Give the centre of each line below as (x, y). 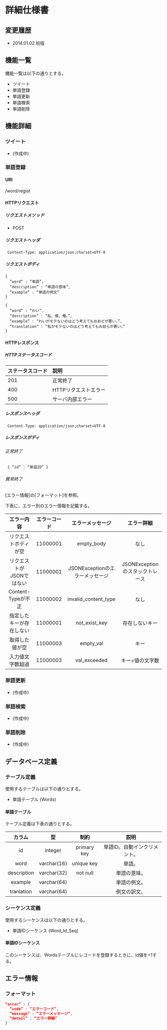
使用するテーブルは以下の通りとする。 (44, 789)
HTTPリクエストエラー (79, 390)
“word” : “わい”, (27, 311)
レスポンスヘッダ (22, 413)
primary (85, 847)
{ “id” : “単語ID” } (28, 467)
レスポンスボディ (22, 437)
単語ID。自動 (119, 847)
